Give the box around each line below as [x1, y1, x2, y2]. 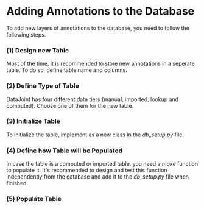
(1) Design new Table [6, 46, 69, 54]
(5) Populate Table [6, 195, 62, 204]
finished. [6, 180, 29, 187]
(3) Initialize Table [6, 117, 61, 126]
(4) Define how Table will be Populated [6, 146, 123, 155]
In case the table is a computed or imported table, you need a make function [6, 160, 199, 168]
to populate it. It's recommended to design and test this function [6, 166, 167, 174]
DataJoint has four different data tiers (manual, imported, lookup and [6, 96, 178, 103]
